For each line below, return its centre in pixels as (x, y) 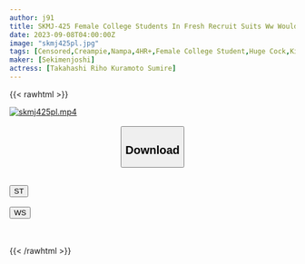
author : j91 (32, 18)
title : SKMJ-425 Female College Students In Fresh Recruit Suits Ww (142, 26)
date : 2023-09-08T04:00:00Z (63, 34)
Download (152, 150)
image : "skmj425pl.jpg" (54, 43)
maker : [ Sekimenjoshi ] (52, 60)
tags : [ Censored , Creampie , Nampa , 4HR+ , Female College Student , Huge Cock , (150, 52)
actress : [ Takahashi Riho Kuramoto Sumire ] (93, 69)
